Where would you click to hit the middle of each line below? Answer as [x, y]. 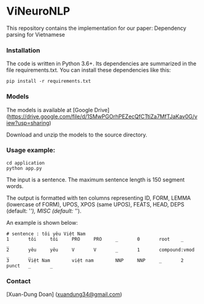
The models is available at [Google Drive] [58, 110]
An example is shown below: [42, 222]
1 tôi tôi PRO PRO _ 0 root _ [95, 239]
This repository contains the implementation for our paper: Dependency [97, 28]
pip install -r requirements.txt [49, 81]
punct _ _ [30, 266]
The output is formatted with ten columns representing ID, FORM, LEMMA [99, 198]
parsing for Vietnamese [36, 34]
